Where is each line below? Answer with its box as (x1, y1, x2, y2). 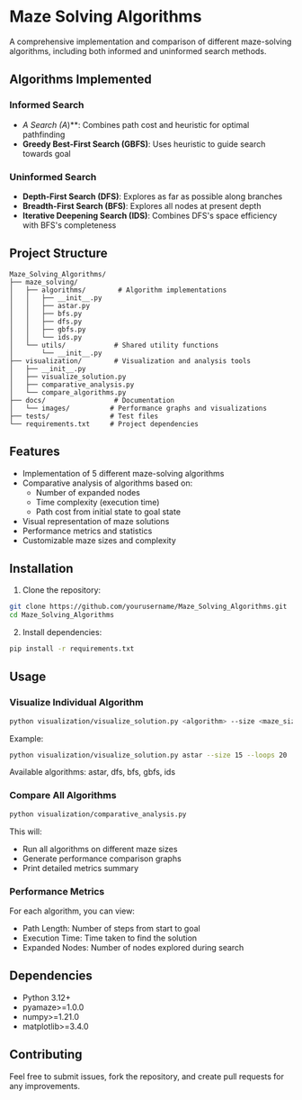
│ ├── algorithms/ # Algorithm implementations (9, 286, 227, 295)
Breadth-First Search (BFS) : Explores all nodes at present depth (22, 200, 262, 211)
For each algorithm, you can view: (9, 905, 135, 916)
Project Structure (9, 246, 108, 261)
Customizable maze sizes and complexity (22, 534, 177, 546)
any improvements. (9, 1080, 81, 1091)
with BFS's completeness (22, 219, 117, 231)
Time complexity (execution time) (35, 496, 160, 507)
